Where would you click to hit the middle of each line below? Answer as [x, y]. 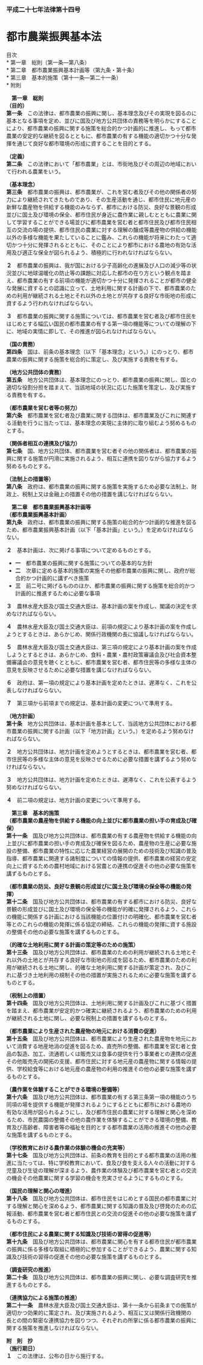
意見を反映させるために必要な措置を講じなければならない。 [80, 669]
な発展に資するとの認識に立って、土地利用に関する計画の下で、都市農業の [98, 288]
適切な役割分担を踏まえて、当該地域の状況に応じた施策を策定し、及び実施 [99, 387]
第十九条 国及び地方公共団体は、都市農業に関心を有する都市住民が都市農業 [101, 1241]
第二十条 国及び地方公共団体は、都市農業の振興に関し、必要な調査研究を [99, 1277]
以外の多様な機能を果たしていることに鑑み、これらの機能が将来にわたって [99, 237]
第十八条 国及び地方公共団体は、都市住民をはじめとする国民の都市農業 [96, 1198]
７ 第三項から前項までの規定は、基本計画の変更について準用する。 [91, 703]
